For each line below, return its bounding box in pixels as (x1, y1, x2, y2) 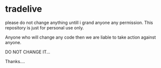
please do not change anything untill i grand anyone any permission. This (5, 20, 153, 25)
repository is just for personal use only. (5, 24, 84, 30)
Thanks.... (5, 58, 26, 64)
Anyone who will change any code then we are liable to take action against (5, 34, 156, 40)
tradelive (5, 3, 42, 15)
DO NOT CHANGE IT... (5, 49, 51, 55)
